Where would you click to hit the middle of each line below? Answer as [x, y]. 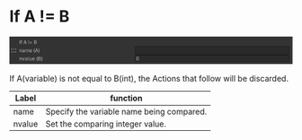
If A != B [40, 17]
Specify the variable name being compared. [126, 111]
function [126, 98]
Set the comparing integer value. [106, 124]
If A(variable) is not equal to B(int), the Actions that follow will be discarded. [149, 78]
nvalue [26, 124]
